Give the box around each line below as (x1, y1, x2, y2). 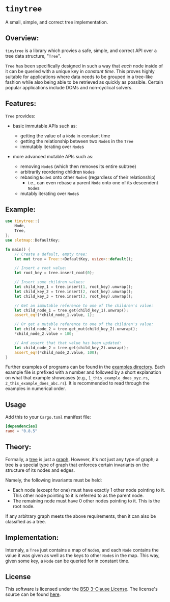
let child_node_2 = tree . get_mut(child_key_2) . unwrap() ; (14, 326, 138, 332)
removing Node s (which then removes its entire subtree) (20, 163, 136, 170)
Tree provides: (5, 113, 36, 119)
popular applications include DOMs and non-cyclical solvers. (5, 84, 133, 90)
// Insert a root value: (14, 266, 67, 271)
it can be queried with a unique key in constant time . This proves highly (5, 68, 155, 74)
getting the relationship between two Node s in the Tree (20, 138, 134, 144)
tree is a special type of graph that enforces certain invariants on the (5, 462, 149, 468)
